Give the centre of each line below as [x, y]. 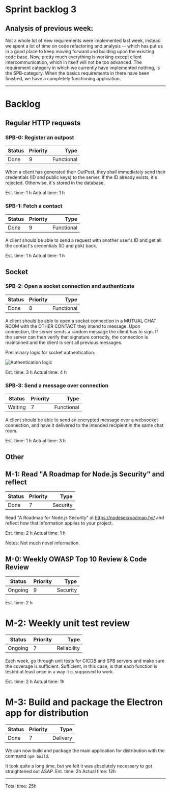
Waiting [17, 407]
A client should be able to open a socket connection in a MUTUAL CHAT [81, 321]
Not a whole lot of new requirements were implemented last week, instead [83, 40]
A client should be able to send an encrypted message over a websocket [82, 420]
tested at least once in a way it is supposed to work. [60, 672]
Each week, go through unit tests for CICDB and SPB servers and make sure [85, 661]
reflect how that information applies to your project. [59, 523]
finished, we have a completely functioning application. [63, 78]
